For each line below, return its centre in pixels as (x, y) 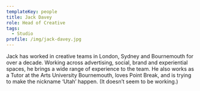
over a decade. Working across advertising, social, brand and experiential (97, 62)
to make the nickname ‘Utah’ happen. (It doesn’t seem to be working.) (92, 81)
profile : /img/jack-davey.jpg (44, 39)
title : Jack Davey (29, 17)
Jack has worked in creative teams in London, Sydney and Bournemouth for (100, 56)
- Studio (22, 34)
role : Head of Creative (36, 23)
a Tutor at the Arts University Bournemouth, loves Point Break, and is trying (99, 75)
